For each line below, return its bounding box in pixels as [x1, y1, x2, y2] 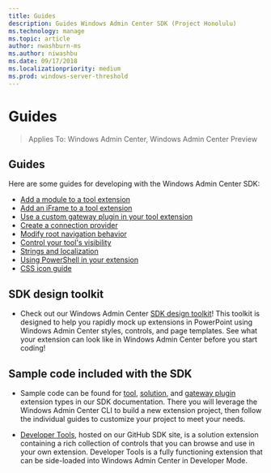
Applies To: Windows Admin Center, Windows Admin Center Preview [28, 134, 257, 144]
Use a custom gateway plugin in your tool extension [19, 212, 193, 221]
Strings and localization [19, 247, 99, 256]
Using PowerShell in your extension [19, 255, 139, 264]
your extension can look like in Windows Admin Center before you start [19, 334, 257, 345]
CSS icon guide [19, 264, 72, 273]
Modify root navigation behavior [19, 229, 127, 239]
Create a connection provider [19, 221, 119, 230]
